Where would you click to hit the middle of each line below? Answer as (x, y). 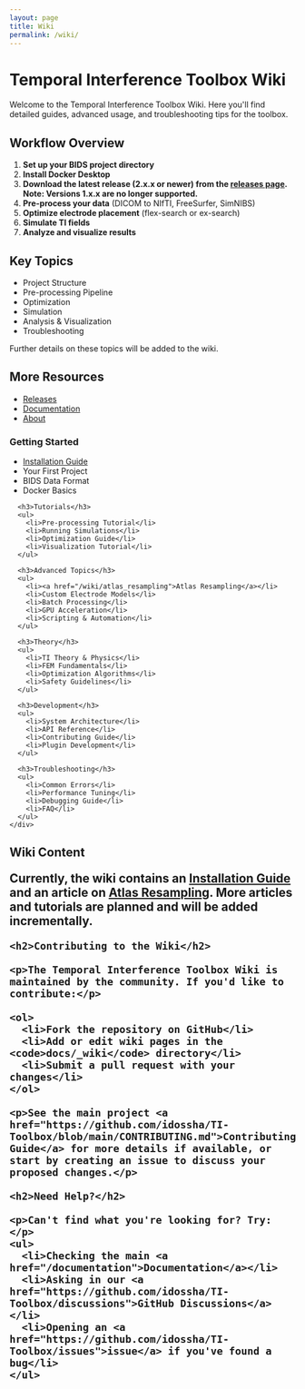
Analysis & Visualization (67, 321)
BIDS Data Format (56, 481)
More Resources (57, 377)
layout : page (34, 18)
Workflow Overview (67, 143)
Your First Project (55, 471)
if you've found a (220, 1351)
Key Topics (42, 261)
